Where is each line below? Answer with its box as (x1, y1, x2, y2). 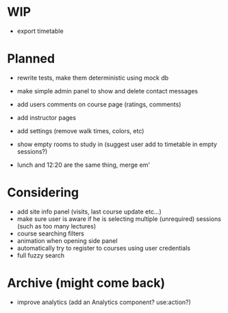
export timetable (16, 27, 64, 35)
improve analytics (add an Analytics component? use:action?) (16, 298, 192, 306)
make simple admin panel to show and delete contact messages (16, 86, 199, 95)
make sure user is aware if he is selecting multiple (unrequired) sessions (16, 214, 221, 223)
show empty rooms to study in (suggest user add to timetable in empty (16, 140, 218, 148)
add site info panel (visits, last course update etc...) (16, 207, 162, 216)
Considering (7, 185, 79, 200)
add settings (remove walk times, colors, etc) (16, 126, 144, 135)
